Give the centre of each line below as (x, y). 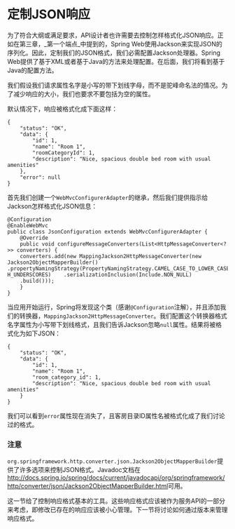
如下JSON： (43, 333)
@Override (34, 238)
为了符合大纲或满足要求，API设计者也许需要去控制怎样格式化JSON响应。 (113, 35)
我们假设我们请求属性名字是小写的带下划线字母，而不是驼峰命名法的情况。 (114, 85)
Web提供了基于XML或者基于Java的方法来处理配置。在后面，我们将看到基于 (116, 61)
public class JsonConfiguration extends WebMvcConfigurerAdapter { (108, 232)
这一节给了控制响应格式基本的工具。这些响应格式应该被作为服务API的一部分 (116, 501)
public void (37, 244)
